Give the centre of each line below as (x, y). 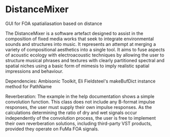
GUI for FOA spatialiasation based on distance (54, 23)
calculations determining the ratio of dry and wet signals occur (71, 113)
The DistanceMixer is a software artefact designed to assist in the (74, 33)
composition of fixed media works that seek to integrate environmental (80, 39)
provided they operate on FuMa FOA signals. (52, 129)
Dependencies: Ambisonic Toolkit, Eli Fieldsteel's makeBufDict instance (80, 81)
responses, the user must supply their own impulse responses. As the (79, 107)
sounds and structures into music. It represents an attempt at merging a (81, 44)
